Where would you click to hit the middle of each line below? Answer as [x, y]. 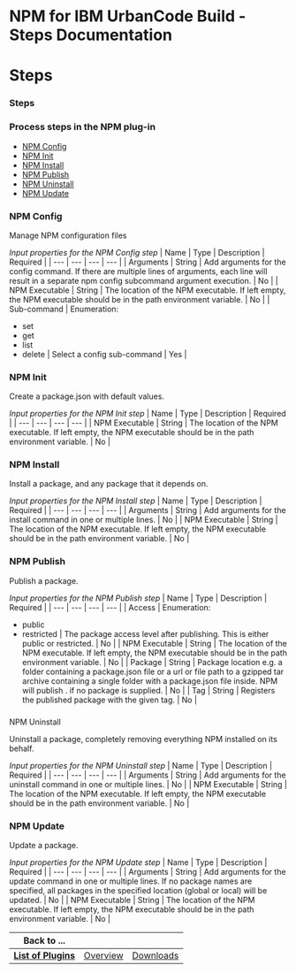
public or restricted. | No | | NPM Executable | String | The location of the [154, 643]
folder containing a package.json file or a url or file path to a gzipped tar [153, 671]
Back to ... [45, 941]
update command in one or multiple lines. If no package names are [131, 881]
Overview [103, 955]
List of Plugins [45, 955]
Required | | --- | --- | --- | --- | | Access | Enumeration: [110, 607]
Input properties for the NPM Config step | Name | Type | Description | [137, 252]
